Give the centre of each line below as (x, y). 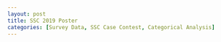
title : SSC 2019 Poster (43, 21)
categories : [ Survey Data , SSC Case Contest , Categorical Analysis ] (111, 27)
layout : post (27, 14)
